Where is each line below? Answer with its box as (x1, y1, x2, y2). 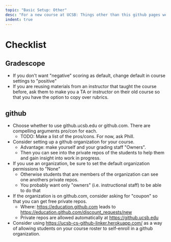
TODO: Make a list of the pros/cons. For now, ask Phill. (20, 133, 135, 140)
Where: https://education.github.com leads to (20, 204, 116, 210)
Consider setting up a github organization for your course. (12, 139, 135, 145)
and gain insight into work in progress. (20, 155, 101, 161)
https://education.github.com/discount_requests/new (20, 209, 132, 216)
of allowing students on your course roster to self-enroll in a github (12, 225, 153, 232)
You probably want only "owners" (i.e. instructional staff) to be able (20, 182, 162, 189)
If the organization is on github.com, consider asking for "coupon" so (12, 193, 158, 199)
